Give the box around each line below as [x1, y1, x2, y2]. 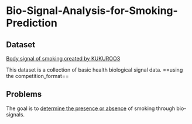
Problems [6, 89, 42, 100]
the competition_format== [6, 73, 69, 79]
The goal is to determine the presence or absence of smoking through [6, 105, 176, 112]
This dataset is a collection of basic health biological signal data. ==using [6, 66, 183, 73]
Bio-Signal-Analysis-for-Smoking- [6, 4, 179, 17]
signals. [6, 111, 25, 118]
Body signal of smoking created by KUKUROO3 [6, 55, 121, 62]
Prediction [6, 16, 57, 30]
